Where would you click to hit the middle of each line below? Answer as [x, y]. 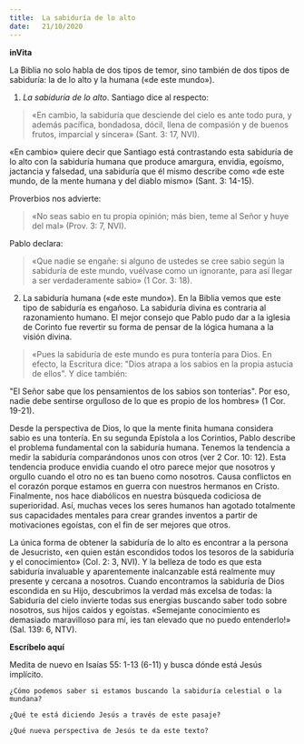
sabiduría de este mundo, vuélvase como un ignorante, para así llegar [162, 270]
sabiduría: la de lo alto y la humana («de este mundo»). [112, 79]
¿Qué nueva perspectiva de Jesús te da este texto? [109, 730]
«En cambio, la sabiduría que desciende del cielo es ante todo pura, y [162, 115]
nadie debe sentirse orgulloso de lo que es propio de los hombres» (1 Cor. [147, 400]
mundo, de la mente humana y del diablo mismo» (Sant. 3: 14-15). [132, 181]
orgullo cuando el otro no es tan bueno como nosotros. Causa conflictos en [151, 476]
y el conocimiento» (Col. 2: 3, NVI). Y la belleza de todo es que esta [136, 561]
